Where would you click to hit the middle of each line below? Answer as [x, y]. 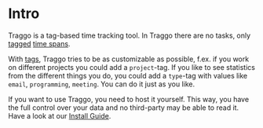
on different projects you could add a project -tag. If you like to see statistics [131, 67]
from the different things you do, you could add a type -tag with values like [128, 75]
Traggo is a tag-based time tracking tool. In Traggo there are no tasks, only [130, 35]
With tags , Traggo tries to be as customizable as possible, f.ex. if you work [129, 59]
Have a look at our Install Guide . [60, 115]
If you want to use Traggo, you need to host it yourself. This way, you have [129, 99]
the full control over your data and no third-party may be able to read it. [124, 108]
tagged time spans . [39, 43]
